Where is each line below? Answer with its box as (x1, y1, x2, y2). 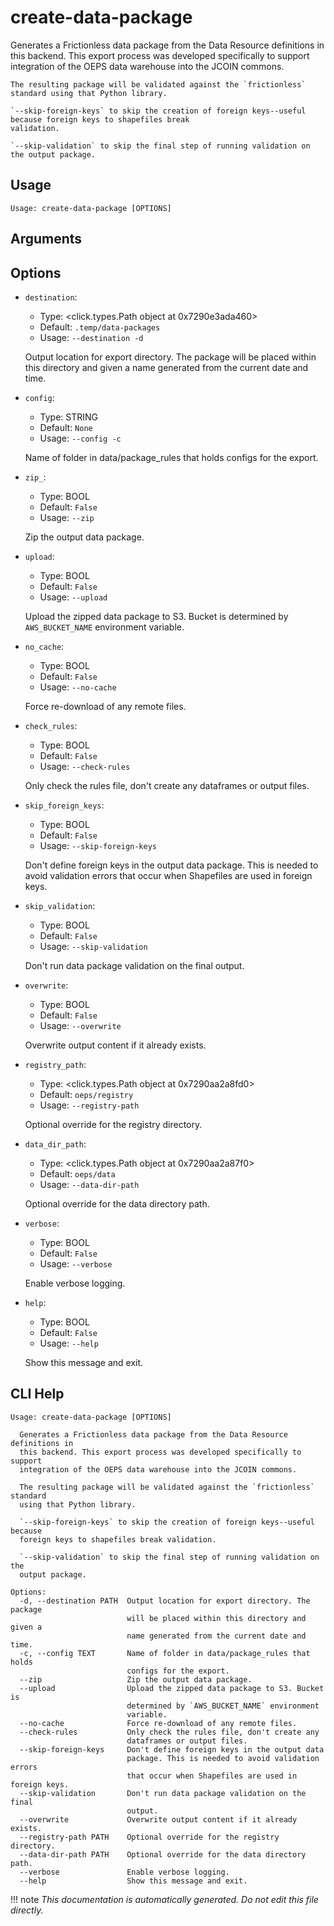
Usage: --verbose (39, 1257, 113, 1270)
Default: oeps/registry (39, 1088, 134, 1100)
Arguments (10, 231, 83, 248)
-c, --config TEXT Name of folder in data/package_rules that (19, 1648, 311, 1658)
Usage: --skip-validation (39, 940, 148, 952)
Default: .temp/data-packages (39, 321, 161, 333)
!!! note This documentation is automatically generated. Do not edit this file (10, 1893, 319, 1905)
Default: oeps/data (39, 1167, 116, 1180)
